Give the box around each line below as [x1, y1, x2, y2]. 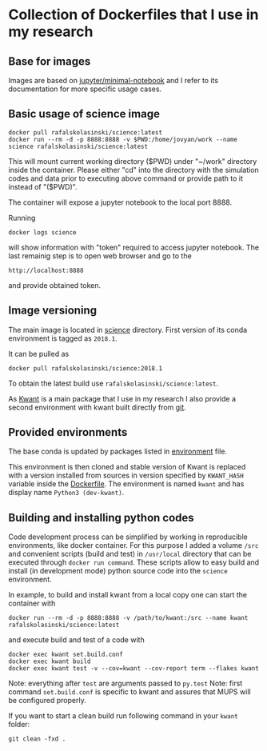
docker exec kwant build [8, 657, 91, 665]
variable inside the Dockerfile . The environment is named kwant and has [8, 479, 245, 489]
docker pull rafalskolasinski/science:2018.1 [8, 364, 162, 373]
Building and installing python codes [8, 510, 194, 525]
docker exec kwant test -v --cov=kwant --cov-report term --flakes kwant [8, 665, 260, 673]
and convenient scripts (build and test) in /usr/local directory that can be [8, 549, 252, 559]
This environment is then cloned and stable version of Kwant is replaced [8, 462, 246, 472]
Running [8, 213, 36, 222]
